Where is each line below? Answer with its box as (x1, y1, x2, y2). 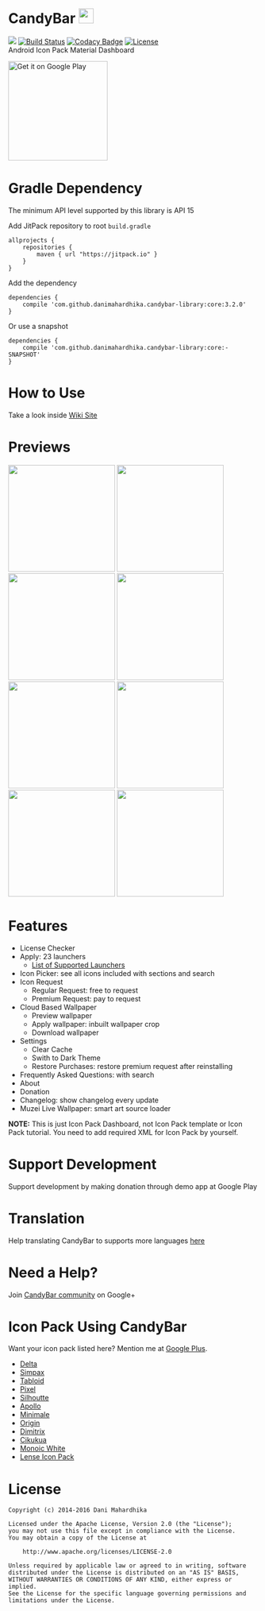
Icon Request (19, 977, 63, 986)
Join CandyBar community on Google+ (8, 1290, 136, 1299)
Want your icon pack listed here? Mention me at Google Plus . (8, 1344, 208, 1353)
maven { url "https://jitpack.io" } (36, 250, 158, 258)
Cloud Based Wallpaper (19, 1002, 97, 1012)
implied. (8, 1582, 37, 1591)
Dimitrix (19, 1427, 45, 1436)
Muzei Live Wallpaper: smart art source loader (19, 1103, 171, 1113)
